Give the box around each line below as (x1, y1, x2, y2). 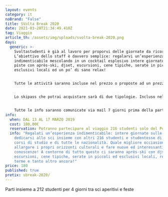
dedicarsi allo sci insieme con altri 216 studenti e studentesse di (14, 136, 162, 141)
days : (5, 40, 16, 45)
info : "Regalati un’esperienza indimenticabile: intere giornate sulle (9, 131, 162, 136)
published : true (5, 168, 39, 173)
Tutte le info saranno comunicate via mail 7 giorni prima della (14, 108, 153, 113)
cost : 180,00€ (9, 122, 39, 127)
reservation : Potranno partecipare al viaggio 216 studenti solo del (9, 126, 157, 131)
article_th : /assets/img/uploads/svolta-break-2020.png (5, 35, 124, 40)
